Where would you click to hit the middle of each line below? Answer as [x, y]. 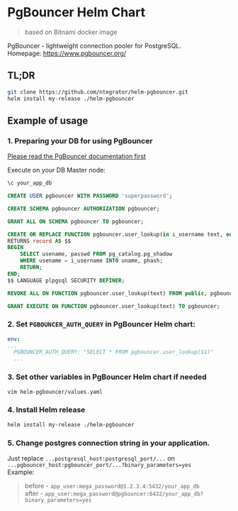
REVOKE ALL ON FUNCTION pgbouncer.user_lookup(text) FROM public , [107, 293]
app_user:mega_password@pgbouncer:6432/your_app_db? [124, 494]
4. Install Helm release [46, 410]
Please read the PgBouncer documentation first [77, 156]
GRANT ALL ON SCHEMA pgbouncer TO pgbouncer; [75, 221]
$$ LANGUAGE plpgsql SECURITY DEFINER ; [66, 280]
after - [34, 493]
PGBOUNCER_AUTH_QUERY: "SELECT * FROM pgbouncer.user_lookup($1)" [114, 352]
